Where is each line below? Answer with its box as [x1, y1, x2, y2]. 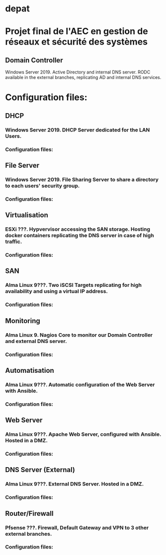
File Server [5, 161, 40, 169]
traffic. [5, 238, 22, 245]
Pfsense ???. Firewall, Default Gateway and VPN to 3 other [5, 524, 149, 531]
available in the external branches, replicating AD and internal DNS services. [5, 74, 162, 80]
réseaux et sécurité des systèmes [5, 36, 148, 48]
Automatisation [5, 366, 55, 375]
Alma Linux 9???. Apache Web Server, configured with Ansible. [5, 431, 162, 438]
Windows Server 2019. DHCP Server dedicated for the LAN [5, 126, 150, 133]
